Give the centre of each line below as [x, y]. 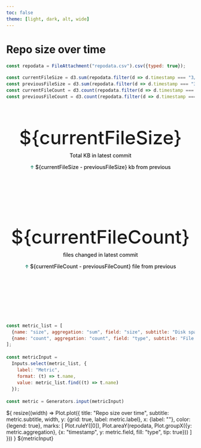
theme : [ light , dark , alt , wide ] [48, 19]
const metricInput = [32, 357]
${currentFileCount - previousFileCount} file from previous [103, 266]
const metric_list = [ [34, 326]
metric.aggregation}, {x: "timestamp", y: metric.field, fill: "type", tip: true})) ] [99, 432]
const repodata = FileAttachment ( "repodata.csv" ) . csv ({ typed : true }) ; [96, 66]
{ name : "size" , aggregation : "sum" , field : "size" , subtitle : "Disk [99, 332]
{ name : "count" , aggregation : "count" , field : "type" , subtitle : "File [103, 338]
